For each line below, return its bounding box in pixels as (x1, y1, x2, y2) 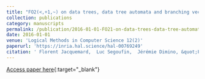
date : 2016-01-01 (6, 32, 51, 38)
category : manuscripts (6, 20, 64, 26)
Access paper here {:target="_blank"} (6, 66, 100, 73)
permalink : (6, 26, 34, 32)
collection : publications (6, 15, 72, 21)
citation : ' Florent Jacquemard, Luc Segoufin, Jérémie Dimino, (6, 49, 179, 55)
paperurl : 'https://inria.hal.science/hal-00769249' (6, 43, 143, 50)
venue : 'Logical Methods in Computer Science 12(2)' (6, 37, 143, 43)
